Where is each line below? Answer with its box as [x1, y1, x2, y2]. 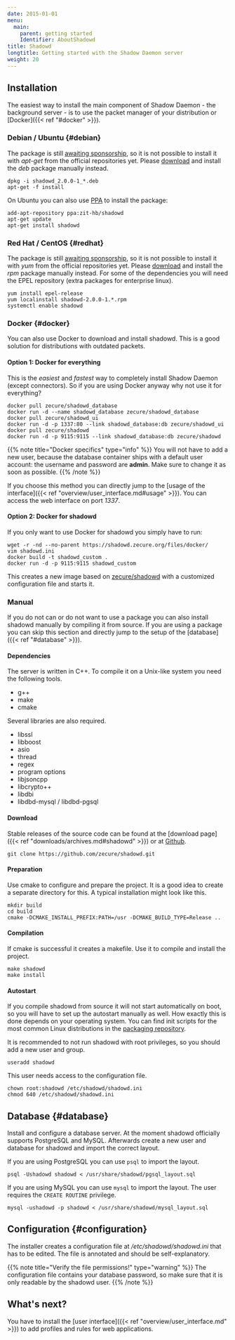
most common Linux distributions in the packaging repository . [7, 1025, 187, 1033]
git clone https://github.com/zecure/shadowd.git [7, 850, 156, 858]
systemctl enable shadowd [7, 303, 83, 310]
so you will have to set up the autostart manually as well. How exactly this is [7, 1009, 227, 1018]
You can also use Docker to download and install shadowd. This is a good [7, 334, 220, 343]
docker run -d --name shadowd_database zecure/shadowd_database [7, 408, 199, 415]
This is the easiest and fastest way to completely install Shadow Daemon [7, 374, 218, 382]
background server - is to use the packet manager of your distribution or [7, 108, 217, 117]
